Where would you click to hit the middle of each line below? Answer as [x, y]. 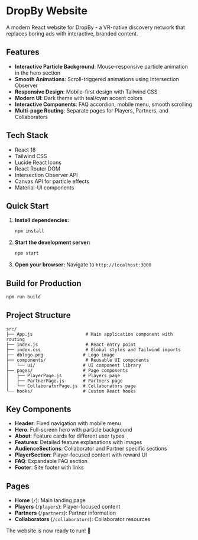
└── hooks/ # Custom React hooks [71, 391]
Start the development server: [53, 242]
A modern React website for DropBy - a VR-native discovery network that [95, 27]
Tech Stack [27, 135]
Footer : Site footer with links [49, 467]
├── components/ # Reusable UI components [78, 360]
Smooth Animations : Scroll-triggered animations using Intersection [97, 79]
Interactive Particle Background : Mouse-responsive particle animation [101, 66]
